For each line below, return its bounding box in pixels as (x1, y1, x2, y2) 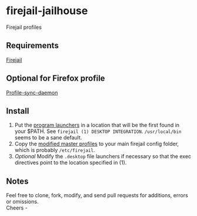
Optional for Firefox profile (6, 74, 105, 84)
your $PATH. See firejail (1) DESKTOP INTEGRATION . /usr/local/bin (14, 128, 182, 135)
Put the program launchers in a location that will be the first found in (14, 122, 180, 129)
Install (6, 106, 29, 116)
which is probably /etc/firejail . (14, 147, 95, 154)
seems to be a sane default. (14, 134, 82, 141)
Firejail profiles (6, 24, 42, 31)
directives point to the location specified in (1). (14, 159, 127, 166)
